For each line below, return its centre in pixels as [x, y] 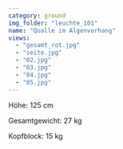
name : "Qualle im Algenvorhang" [62, 30]
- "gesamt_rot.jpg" [48, 45]
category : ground [37, 16]
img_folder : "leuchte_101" [53, 23]
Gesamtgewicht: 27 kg [45, 120]
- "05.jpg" [34, 82]
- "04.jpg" [34, 75]
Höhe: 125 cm [31, 105]
